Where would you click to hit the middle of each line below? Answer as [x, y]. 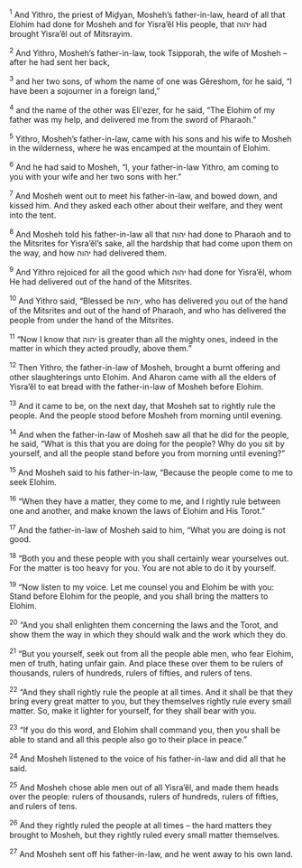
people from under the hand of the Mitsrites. [92, 320]
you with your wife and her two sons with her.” [96, 176]
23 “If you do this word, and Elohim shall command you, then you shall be [145, 729]
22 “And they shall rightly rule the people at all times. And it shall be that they [151, 691]
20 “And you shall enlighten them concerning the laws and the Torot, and [144, 624]
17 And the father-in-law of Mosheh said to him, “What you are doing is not [147, 529]
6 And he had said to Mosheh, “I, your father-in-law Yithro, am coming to [144, 166]
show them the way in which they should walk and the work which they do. [149, 635]
